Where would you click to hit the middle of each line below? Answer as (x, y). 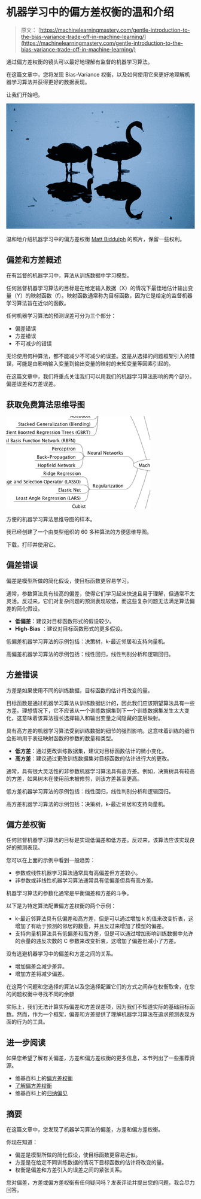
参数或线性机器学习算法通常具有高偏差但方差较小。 (78, 873)
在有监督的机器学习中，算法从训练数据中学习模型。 (69, 275)
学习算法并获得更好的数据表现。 (51, 82)
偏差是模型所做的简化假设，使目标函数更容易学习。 (69, 580)
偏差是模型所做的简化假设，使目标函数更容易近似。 (78, 1155)
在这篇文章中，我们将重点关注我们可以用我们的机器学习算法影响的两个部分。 (100, 376)
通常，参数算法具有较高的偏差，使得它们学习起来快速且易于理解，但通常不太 (100, 594)
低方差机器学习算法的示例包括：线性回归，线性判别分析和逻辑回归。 (90, 791)
